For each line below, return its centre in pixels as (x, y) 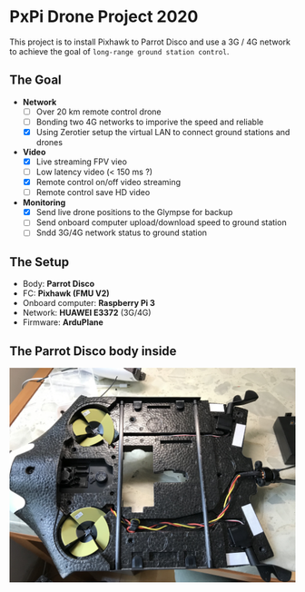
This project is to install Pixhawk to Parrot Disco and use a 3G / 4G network (150, 42)
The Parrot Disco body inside (93, 351)
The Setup (39, 262)
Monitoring (44, 202)
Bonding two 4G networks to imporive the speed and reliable (150, 122)
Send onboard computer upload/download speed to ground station (162, 222)
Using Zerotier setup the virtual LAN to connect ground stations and (163, 132)
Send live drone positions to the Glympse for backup (134, 212)
